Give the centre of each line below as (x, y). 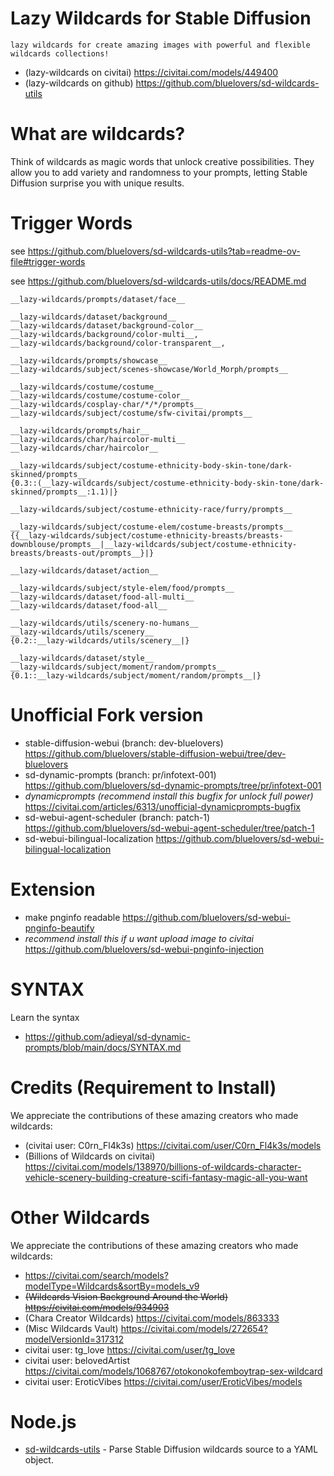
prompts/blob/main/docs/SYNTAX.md (103, 1047)
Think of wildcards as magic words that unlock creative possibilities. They (162, 161)
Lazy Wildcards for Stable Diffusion (161, 18)
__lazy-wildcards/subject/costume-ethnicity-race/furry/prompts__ (151, 509)
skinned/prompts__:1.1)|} (64, 492)
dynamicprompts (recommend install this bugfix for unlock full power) (169, 796)
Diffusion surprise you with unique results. (97, 183)
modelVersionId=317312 (74, 1339)
